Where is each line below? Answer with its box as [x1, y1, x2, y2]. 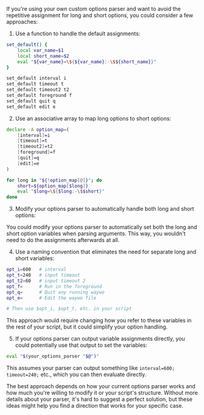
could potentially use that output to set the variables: [15, 341, 147, 349]
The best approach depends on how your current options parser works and [6, 383, 196, 390]
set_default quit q [6, 98, 56, 104]
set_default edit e [6, 104, 56, 110]
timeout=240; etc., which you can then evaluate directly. [6, 371, 147, 378]
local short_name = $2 [17, 53, 69, 59]
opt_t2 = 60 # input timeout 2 [6, 277, 86, 284]
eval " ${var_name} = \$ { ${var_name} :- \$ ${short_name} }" [17, 59, 157, 65]
